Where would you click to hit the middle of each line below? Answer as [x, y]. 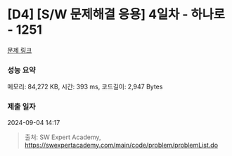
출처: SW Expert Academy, [63, 137]
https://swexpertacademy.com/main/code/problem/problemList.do [121, 145]
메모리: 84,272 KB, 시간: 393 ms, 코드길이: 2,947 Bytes [85, 87]
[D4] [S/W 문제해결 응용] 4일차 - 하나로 [116, 14]
